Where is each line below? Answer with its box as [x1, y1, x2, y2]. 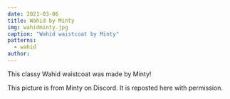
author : [7, 51, 31, 58]
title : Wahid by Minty [7, 17, 75, 24]
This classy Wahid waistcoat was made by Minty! [7, 69, 152, 78]
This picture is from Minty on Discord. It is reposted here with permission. [7, 83, 223, 92]
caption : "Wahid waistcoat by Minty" [7, 30, 120, 38]
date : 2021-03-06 [7, 10, 59, 18]
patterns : [7, 37, 37, 44]
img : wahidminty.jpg [7, 24, 69, 31]
